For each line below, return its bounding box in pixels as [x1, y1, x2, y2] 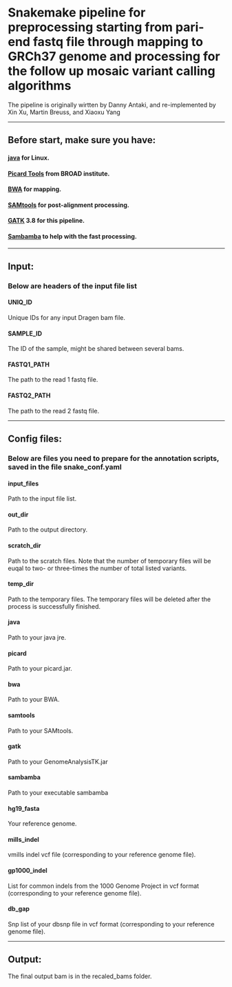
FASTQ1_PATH [8, 360, 50, 369]
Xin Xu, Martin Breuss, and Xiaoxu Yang [8, 108, 121, 116]
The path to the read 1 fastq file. [8, 376, 98, 384]
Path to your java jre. [8, 633, 67, 641]
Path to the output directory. [8, 525, 88, 534]
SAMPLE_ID [8, 329, 43, 338]
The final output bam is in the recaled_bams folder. [8, 972, 152, 980]
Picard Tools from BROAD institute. [8, 169, 110, 177]
